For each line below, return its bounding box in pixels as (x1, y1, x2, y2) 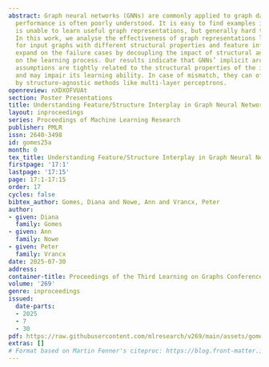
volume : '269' (8, 280, 56, 288)
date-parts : (15, 302, 56, 310)
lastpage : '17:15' (8, 168, 70, 176)
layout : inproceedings (8, 109, 84, 117)
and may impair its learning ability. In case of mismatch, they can (15, 71, 252, 79)
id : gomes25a (8, 138, 52, 147)
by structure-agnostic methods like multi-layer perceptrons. (15, 79, 227, 87)
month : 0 (8, 146, 38, 154)
